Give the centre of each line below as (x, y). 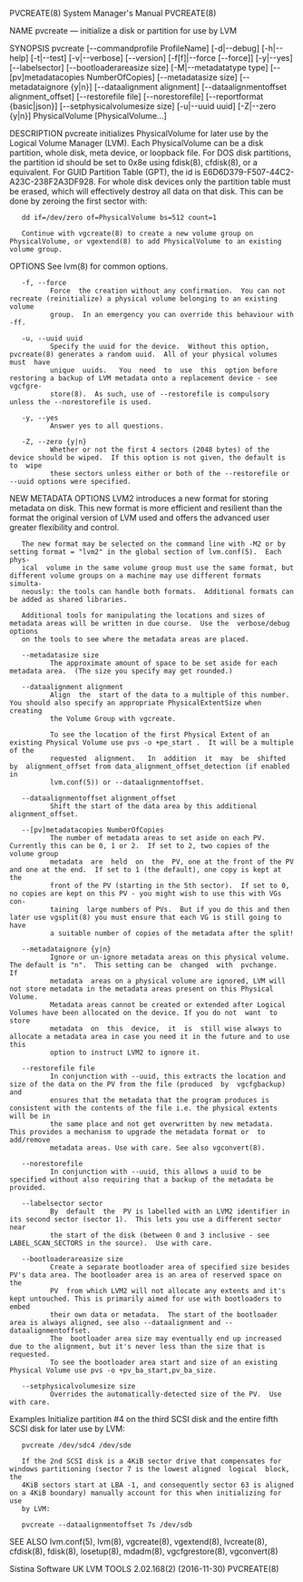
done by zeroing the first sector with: (78, 201)
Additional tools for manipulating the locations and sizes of (143, 616)
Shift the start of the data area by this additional (153, 806)
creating (26, 711)
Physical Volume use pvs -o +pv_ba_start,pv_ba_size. (113, 1370)
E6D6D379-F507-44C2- (249, 172)
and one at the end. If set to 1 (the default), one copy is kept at (146, 870)
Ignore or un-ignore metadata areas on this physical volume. (170, 957)
